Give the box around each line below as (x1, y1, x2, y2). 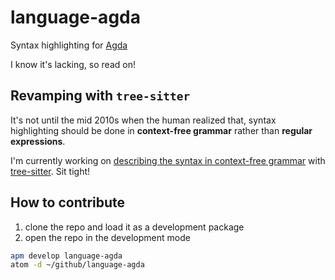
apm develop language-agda (10, 251, 123, 261)
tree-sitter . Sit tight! (10, 165, 91, 177)
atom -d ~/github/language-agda (10, 260, 145, 270)
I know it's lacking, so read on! (10, 58, 136, 70)
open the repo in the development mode (24, 231, 191, 243)
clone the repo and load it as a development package (24, 221, 245, 233)
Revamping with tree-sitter (10, 87, 191, 105)
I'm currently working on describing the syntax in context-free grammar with (10, 154, 326, 166)
